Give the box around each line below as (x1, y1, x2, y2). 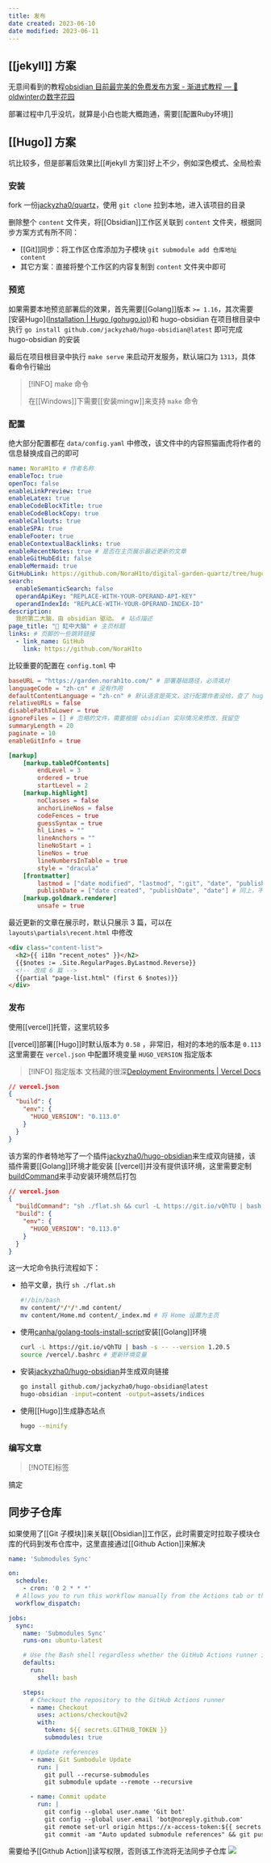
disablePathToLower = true (8, 707, 99, 715)
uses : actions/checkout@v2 (37, 1711, 128, 1719)
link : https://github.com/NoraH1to (23, 645, 143, 653)
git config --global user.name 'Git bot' (44, 1808, 186, 1816)
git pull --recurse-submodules (44, 1771, 150, 1779)
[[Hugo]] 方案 (8, 135, 77, 149)
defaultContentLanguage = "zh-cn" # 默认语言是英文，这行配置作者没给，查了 (8, 692, 249, 700)
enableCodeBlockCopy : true (8, 510, 99, 518)
